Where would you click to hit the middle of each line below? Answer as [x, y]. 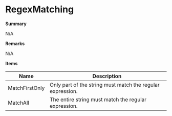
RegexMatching [40, 9]
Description [107, 76]
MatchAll [18, 103]
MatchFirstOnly [26, 88]
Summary [16, 24]
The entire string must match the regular [98, 100]
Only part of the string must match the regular [104, 85]
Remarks [15, 43]
